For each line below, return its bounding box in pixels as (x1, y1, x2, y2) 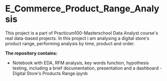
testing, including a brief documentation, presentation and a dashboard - (12, 65, 162, 71)
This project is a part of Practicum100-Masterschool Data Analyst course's (5, 30, 159, 36)
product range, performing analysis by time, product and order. (5, 40, 135, 46)
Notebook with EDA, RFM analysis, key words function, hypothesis (12, 60, 149, 66)
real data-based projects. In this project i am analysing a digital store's (5, 35, 150, 41)
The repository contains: (5, 50, 58, 56)
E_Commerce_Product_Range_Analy (5, 3, 160, 14)
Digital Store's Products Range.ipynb (12, 70, 88, 76)
